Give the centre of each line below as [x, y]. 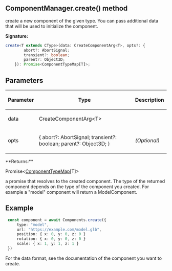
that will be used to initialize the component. [52, 26]
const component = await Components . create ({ [57, 220]
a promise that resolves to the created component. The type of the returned [85, 181]
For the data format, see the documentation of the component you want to [84, 258]
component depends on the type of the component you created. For [77, 187]
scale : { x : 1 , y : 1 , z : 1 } [48, 244]
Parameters [24, 81]
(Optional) [147, 140]
